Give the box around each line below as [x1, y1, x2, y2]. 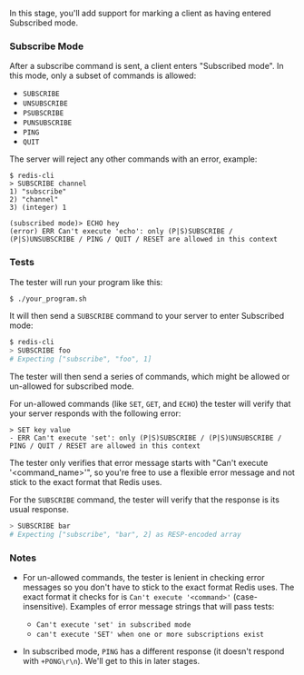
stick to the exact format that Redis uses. [9, 477, 162, 488]
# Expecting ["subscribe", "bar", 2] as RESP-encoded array [9, 530, 242, 539]
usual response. [9, 504, 70, 515]
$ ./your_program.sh [9, 294, 88, 303]
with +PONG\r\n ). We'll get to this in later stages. [22, 656, 201, 667]
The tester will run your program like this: [9, 276, 163, 287]
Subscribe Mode [9, 40, 84, 53]
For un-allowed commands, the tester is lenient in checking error [22, 572, 265, 583]
